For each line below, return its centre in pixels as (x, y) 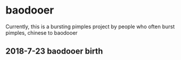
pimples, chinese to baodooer (41, 32)
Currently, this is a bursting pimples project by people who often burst (90, 26)
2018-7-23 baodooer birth (54, 51)
